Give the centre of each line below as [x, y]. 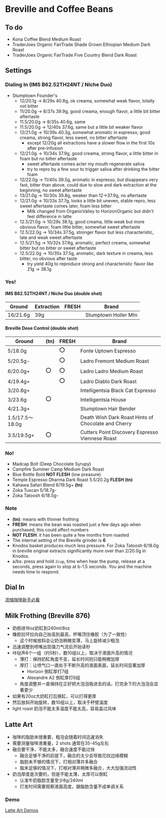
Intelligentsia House [103, 399]
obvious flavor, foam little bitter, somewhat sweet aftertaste [80, 227]
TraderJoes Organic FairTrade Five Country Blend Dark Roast [74, 55]
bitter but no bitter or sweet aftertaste [58, 248]
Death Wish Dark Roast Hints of [117, 418]
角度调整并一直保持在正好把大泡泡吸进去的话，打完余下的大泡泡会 [87, 684]
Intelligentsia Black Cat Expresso [118, 390]
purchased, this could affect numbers [50, 529]
